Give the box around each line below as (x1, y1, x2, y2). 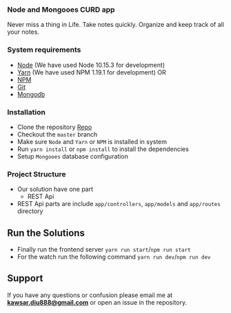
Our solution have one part (17, 185, 94, 194)
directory (17, 207, 43, 215)
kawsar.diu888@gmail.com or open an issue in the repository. (7, 298, 188, 306)
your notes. (7, 28, 40, 36)
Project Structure (7, 169, 66, 179)
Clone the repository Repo (17, 123, 92, 131)
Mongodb (17, 90, 46, 98)
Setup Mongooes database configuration (17, 152, 129, 160)
